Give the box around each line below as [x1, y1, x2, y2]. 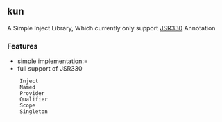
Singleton [19, 108, 49, 115]
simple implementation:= [17, 57, 88, 65]
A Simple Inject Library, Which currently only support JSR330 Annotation [7, 24, 216, 32]
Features [7, 41, 38, 51]
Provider [19, 90, 45, 97]
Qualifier [19, 96, 49, 103]
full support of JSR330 [17, 64, 83, 73]
